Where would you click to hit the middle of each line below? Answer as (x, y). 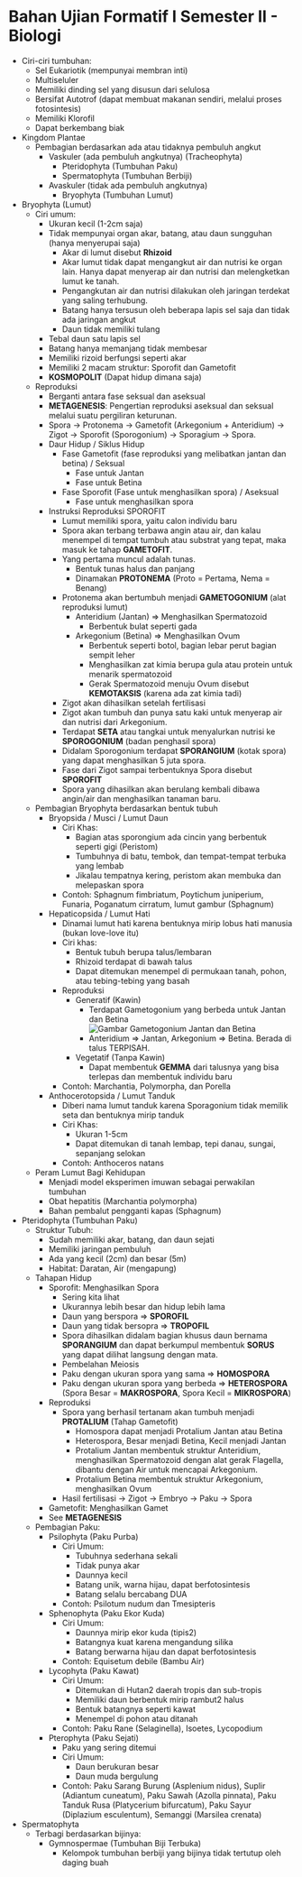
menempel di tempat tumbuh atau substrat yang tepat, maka (174, 539)
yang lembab (100, 865)
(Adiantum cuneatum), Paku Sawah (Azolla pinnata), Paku (169, 1795)
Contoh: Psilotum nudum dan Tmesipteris (138, 1604)
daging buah (85, 1862)
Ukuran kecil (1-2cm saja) (96, 224)
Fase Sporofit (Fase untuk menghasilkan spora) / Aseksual (170, 492)
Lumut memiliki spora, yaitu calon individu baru (150, 520)
